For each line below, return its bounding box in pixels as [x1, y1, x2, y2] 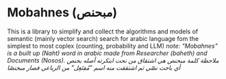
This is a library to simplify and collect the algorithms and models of [7, 27, 199, 35]
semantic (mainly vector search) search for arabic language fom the [7, 34, 199, 42]
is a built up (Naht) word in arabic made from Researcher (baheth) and [7, 49, 208, 57]
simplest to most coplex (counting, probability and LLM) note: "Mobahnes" [7, 42, 218, 50]
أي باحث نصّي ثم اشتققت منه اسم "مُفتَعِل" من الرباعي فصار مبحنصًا [7, 63, 181, 72]
